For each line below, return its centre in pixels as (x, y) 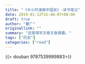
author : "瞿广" (20, 24)
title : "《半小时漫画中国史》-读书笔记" (43, 10)
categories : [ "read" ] (28, 42)
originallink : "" (23, 28)
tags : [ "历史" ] (20, 38)
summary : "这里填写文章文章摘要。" (38, 33)
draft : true (18, 19)
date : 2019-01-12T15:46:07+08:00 (40, 14)
